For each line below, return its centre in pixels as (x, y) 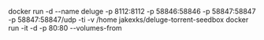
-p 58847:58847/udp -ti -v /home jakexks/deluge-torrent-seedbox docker (128, 20)
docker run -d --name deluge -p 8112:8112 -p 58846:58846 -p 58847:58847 (132, 11)
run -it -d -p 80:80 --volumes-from (65, 28)
